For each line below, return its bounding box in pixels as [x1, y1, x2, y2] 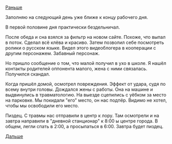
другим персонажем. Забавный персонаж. [5, 51, 100, 56]
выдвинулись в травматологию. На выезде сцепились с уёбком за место [5, 92, 167, 98]
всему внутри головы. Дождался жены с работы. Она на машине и [5, 86, 153, 92]
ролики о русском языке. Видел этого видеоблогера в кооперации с [5, 45, 157, 51]
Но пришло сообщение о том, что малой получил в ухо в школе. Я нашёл [5, 60, 166, 66]
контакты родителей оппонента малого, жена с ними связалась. [5, 66, 147, 71]
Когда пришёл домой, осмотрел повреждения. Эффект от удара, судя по [5, 81, 166, 87]
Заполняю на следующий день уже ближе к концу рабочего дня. [5, 14, 148, 20]
